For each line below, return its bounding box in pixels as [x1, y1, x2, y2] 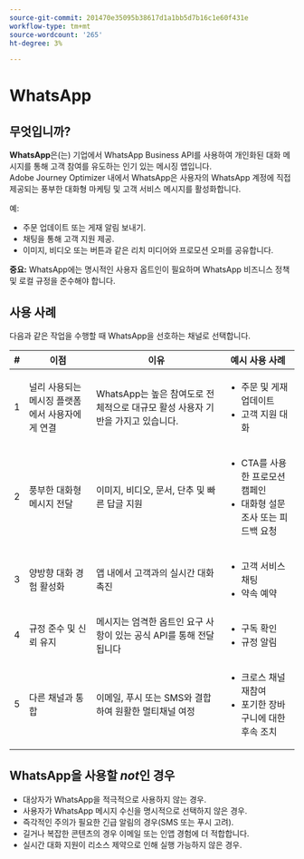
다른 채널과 [28, 691, 74, 704]
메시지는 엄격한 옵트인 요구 [96, 616, 204, 629]
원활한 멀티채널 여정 [114, 705, 195, 717]
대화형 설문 [241, 498, 286, 511]
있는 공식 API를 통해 [114, 630, 196, 642]
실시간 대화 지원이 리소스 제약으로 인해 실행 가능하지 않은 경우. [22, 839, 242, 850]
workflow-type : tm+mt [9, 22, 91, 31]
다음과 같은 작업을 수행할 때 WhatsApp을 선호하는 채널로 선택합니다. [9, 330, 252, 341]
